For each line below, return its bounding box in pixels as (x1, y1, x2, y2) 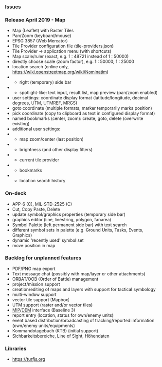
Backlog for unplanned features (5, 254, 82, 261)
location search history (19, 178, 66, 184)
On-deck (5, 190, 27, 197)
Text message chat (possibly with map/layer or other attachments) (12, 270, 145, 276)
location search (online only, (12, 64, 69, 70)
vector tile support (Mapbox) (12, 296, 70, 303)
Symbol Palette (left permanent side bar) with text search (12, 222, 127, 228)
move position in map (12, 242, 55, 248)
